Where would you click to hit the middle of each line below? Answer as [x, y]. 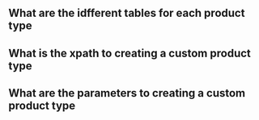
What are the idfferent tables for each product [127, 13]
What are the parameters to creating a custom [127, 93]
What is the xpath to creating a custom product [129, 53]
